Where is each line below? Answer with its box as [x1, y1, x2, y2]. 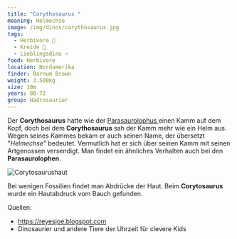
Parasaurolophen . [7, 154, 62, 163]
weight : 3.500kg [7, 76, 56, 84]
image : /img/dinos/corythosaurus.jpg [7, 24, 120, 31]
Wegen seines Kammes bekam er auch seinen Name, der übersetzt [7, 131, 205, 140]
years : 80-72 [7, 90, 46, 97]
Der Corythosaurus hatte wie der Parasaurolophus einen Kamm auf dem [7, 116, 221, 125]
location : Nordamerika [7, 63, 75, 71]
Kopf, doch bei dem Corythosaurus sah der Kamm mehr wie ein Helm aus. [7, 124, 227, 132]
